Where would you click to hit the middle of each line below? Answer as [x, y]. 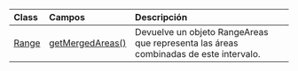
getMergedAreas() [87, 43]
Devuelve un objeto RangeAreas [201, 32]
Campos [67, 17]
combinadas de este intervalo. [197, 54]
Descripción [161, 17]
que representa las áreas [186, 43]
